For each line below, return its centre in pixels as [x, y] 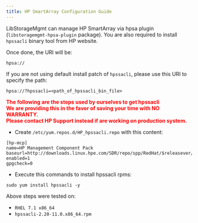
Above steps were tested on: [41, 196]
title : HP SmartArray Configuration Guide [59, 11]
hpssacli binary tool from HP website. [52, 41]
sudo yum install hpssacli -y [43, 185]
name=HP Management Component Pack [50, 148]
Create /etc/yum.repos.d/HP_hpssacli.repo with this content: [89, 132]
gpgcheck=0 [19, 163]
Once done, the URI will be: [39, 52]
